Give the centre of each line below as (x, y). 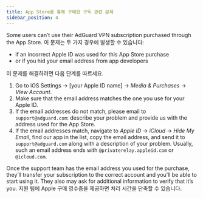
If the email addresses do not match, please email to (81, 111)
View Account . (33, 92)
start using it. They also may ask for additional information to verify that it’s (100, 181)
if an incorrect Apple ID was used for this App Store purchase (92, 54)
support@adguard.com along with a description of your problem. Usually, (104, 143)
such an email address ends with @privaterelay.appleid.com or (95, 150)
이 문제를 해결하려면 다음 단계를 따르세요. (55, 73)
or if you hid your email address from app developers (81, 61)
